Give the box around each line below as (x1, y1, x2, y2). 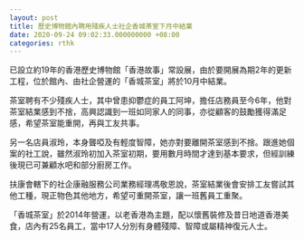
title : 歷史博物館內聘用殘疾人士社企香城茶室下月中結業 (9, 22, 193, 31)
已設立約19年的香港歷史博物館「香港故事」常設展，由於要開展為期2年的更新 (9, 64, 292, 75)
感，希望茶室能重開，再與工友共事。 (9, 118, 145, 129)
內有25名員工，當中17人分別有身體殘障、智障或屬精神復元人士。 (33, 221, 273, 232)
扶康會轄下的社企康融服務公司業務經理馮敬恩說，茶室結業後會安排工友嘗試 (9, 178, 287, 190)
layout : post (9, 13, 59, 23)
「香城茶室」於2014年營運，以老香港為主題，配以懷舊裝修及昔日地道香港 (9, 209, 282, 220)
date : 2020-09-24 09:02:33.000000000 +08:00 (9, 30, 180, 39)
